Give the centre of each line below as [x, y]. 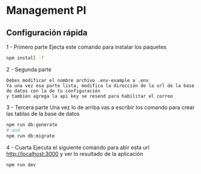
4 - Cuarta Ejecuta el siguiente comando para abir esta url [78, 147]
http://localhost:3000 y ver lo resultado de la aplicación [75, 154]
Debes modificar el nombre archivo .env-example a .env [77, 80]
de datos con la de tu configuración [53, 91]
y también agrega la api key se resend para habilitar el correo [89, 96]
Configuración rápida [47, 33]
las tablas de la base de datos [43, 113]
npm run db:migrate [31, 136]
